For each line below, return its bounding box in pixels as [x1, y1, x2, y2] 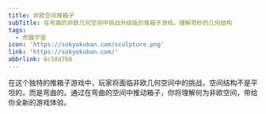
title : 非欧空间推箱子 [8, 11, 75, 20]
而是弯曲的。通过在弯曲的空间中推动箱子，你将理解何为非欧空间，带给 [28, 87, 258, 97]
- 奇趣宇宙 [15, 33, 47, 42]
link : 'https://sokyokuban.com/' [8, 48, 119, 56]
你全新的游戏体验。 [8, 97, 71, 107]
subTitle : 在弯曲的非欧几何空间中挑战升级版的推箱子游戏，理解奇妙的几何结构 [8, 19, 233, 27]
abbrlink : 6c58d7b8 [8, 56, 73, 64]
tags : [8, 26, 26, 34]
